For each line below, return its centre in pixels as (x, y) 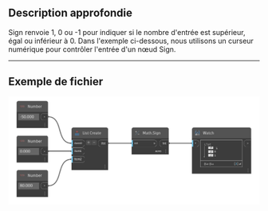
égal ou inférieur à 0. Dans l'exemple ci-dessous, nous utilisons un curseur (131, 41)
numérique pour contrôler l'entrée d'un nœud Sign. (92, 49)
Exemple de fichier (56, 82)
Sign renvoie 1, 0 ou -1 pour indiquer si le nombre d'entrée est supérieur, (127, 32)
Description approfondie (71, 13)
